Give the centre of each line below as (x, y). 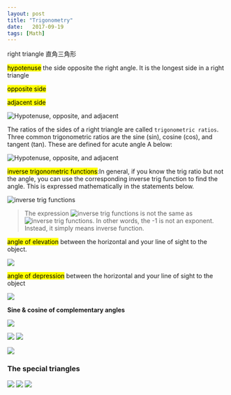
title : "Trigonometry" (40, 20)
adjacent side (27, 103)
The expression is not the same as (109, 213)
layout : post (26, 14)
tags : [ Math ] (26, 33)
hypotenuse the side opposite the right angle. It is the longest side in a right (116, 68)
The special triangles (44, 369)
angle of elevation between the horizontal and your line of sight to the (107, 242)
